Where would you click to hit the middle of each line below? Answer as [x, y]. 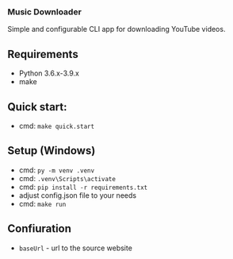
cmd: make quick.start [57, 126]
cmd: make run [42, 203]
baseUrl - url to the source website [75, 248]
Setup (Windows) [52, 151]
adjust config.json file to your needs [77, 195]
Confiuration [40, 229]
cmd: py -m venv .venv [57, 170]
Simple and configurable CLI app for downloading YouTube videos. [116, 29]
